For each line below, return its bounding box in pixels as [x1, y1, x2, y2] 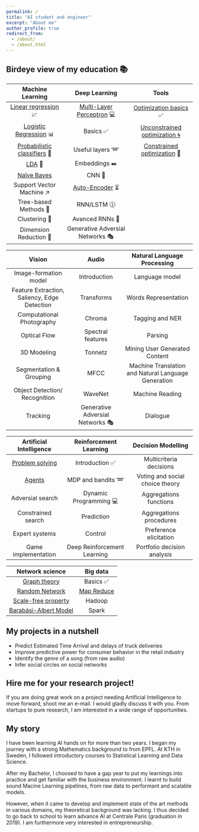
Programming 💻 [73, 496, 118, 505]
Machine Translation [129, 361, 186, 369]
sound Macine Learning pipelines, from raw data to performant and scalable [6, 782, 192, 789]
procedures [144, 516, 177, 524]
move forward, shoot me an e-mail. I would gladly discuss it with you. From [6, 700, 190, 707]
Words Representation [126, 293, 188, 301]
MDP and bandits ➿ [67, 476, 124, 484]
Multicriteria [143, 455, 178, 463]
